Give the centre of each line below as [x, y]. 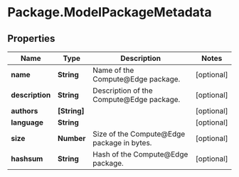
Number [71, 138]
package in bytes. [122, 143]
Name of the [113, 70]
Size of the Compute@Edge [139, 134]
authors [25, 111]
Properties [31, 39]
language [27, 122]
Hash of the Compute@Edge [140, 154]
